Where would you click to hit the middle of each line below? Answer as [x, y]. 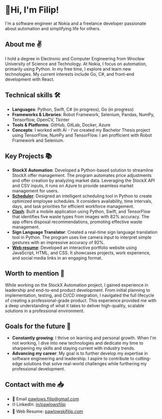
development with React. [30, 79]
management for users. [35, 191]
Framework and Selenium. [38, 140]
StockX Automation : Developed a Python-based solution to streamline [83, 170]
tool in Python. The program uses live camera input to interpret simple [81, 237]
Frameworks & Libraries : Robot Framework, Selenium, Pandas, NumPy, [83, 114]
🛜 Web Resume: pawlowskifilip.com [47, 411]
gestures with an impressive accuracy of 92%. [58, 243]
